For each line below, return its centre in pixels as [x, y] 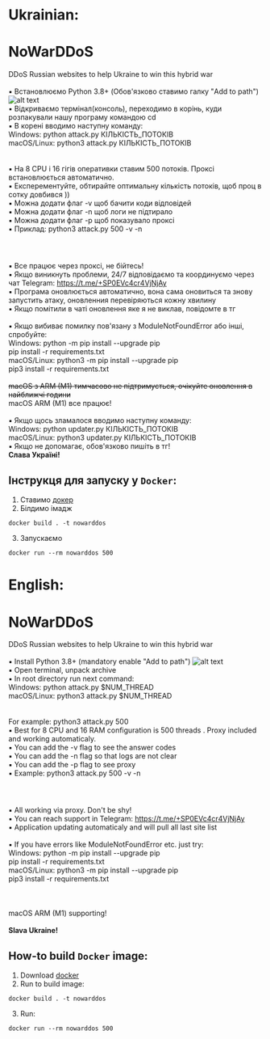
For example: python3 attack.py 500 [69, 722]
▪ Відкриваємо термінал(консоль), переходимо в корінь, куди [115, 109]
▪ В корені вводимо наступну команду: [76, 126]
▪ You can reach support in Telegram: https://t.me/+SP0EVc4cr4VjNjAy [127, 819]
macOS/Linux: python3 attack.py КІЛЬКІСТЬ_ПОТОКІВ [100, 143]
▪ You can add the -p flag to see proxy [72, 765]
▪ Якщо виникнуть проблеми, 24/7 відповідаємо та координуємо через [131, 275]
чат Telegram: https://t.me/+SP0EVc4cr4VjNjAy [87, 283]
